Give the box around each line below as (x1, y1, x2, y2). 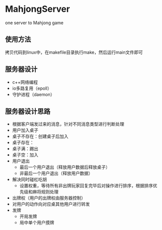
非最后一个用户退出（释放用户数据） (19, 170, 93, 176)
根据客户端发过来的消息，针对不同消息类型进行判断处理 (12, 121, 124, 127)
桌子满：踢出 (12, 146, 38, 152)
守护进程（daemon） (12, 91, 55, 97)
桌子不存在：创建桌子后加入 (12, 133, 69, 139)
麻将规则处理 (32, 189, 59, 195)
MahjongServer (5, 3, 70, 15)
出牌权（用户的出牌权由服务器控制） (12, 195, 86, 201)
